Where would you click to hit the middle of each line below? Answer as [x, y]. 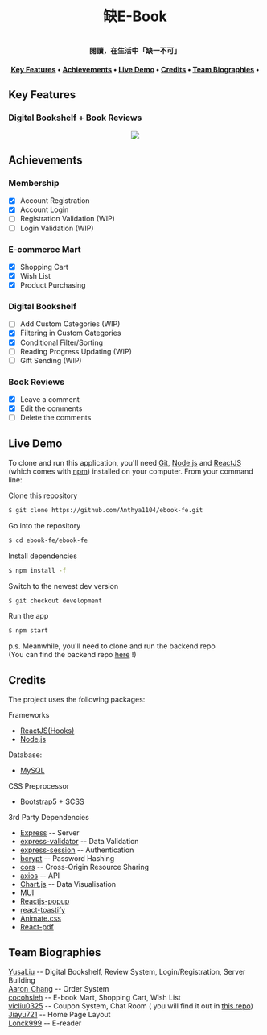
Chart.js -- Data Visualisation [68, 884]
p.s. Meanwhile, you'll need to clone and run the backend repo [112, 646]
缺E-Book [135, 17]
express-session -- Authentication [77, 850]
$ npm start [28, 631]
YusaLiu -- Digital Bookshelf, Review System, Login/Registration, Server [127, 971]
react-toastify [43, 910]
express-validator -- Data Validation [79, 842]
